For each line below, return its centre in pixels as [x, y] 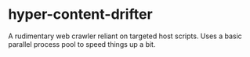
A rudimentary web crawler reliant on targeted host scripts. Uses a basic [125, 36]
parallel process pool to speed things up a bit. [82, 44]
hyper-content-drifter [80, 14]
